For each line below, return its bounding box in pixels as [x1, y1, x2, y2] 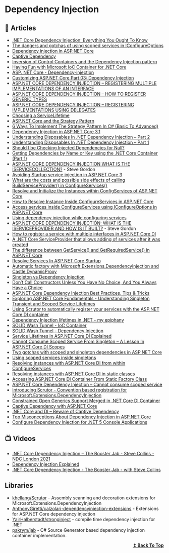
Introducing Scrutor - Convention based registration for [12, 387, 127, 393]
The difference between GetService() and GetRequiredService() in [12, 247, 150, 253]
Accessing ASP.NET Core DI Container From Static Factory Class [12, 376, 147, 382]
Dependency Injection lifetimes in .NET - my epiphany [12, 317, 124, 323]
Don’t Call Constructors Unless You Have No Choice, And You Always [12, 280, 157, 285]
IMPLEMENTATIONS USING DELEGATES [12, 107, 96, 113]
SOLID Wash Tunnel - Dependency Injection [12, 328, 104, 334]
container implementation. [12, 532, 67, 538]
